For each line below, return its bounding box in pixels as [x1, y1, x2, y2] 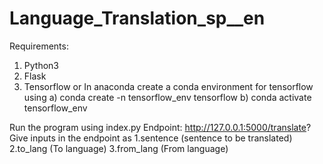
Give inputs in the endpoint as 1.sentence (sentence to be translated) [9, 132, 293, 144]
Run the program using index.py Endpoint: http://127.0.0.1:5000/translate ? [9, 121, 312, 133]
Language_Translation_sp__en [9, 7, 266, 30]
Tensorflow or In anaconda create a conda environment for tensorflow [23, 80, 314, 92]
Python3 [23, 59, 59, 71]
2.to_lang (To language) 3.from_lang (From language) [9, 142, 229, 154]
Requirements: [9, 40, 69, 52]
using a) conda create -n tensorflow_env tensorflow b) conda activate [23, 91, 312, 103]
